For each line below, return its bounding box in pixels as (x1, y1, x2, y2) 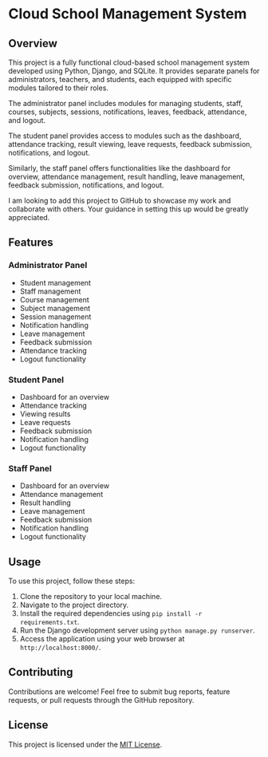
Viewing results (19, 408, 71, 419)
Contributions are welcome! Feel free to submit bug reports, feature (8, 687, 231, 696)
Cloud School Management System (8, 5, 247, 23)
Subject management (19, 303, 90, 313)
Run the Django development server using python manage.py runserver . (19, 625, 255, 635)
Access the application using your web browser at (19, 634, 185, 644)
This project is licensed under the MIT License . (8, 739, 163, 749)
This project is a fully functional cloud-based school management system (8, 57, 250, 67)
